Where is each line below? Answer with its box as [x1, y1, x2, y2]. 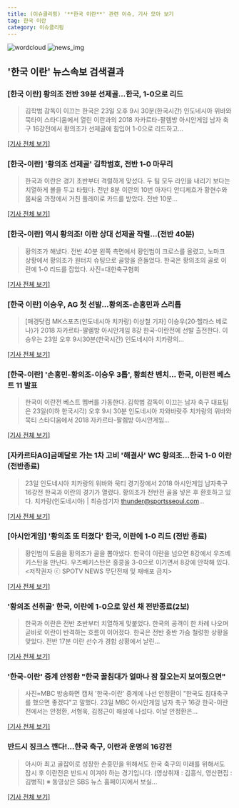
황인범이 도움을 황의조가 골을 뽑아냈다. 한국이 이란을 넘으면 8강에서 [24, 549, 212, 557]
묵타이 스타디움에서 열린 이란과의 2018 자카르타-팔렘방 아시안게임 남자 [24, 116, 222, 124]
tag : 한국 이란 [7, 17, 46, 24]
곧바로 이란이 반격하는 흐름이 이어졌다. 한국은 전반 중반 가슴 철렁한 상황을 [24, 628, 229, 637]
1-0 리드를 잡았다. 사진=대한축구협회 [38, 265, 140, 273]
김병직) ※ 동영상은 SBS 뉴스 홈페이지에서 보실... [24, 777, 158, 786]
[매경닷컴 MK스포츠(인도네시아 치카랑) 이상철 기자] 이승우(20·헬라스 [24, 317, 215, 325]
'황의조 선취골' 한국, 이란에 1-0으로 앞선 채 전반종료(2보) [7, 601, 190, 611]
